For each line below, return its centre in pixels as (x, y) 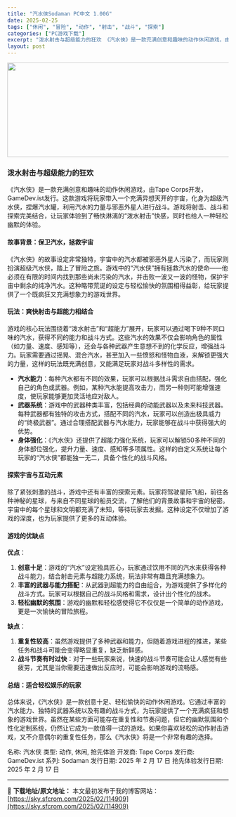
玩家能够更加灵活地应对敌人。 (79, 396)
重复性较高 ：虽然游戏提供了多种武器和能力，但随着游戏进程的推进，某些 (122, 641)
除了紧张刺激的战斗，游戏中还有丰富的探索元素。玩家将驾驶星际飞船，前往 (115, 492)
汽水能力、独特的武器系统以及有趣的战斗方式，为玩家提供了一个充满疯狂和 (115, 711)
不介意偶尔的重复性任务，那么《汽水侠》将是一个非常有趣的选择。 (121, 737)
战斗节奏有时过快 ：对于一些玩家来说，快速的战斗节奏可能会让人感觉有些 (122, 659)
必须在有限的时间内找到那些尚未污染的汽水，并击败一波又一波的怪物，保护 (115, 276)
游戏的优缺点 (26, 535)
